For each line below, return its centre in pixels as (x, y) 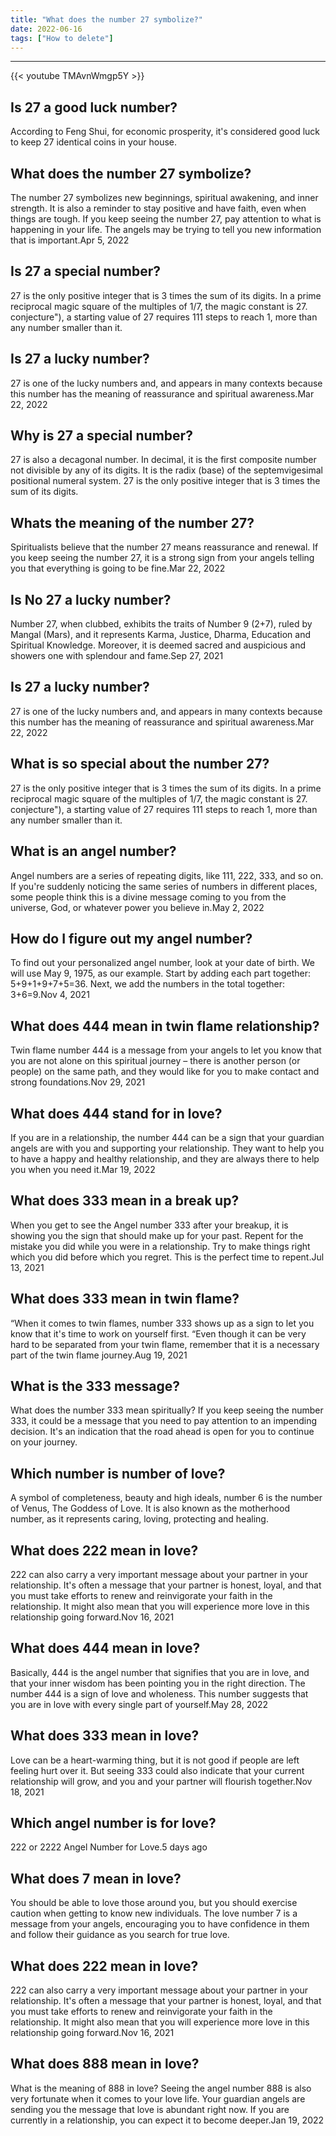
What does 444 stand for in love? (116, 1113)
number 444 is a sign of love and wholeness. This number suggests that (159, 1693)
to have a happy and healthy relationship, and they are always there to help (165, 1158)
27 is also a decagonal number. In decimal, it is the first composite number (163, 460)
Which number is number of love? (118, 1473)
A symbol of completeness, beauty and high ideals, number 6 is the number (166, 1498)
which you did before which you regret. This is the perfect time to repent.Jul (167, 1257)
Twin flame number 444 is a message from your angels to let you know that (166, 1050)
